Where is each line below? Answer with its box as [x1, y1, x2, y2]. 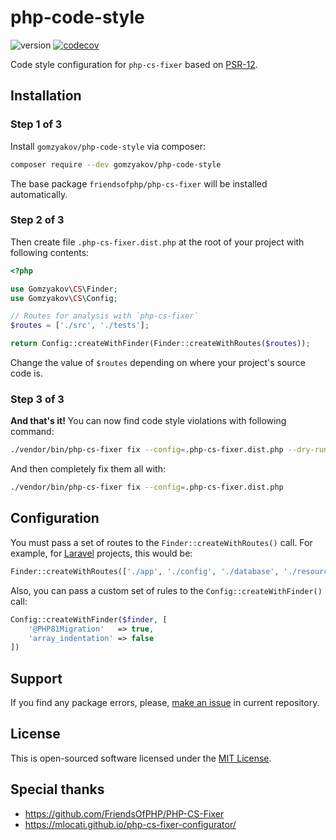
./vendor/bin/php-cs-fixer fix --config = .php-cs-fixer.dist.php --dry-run [10, 445, 329, 455]
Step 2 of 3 [10, 213, 65, 227]
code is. [10, 367, 43, 380]
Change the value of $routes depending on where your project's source [10, 357, 306, 369]
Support [10, 670, 63, 687]
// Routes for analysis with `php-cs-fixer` [10, 311, 199, 321]
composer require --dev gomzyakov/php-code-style [10, 159, 222, 170]
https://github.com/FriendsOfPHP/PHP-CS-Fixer [24, 807, 225, 820]
